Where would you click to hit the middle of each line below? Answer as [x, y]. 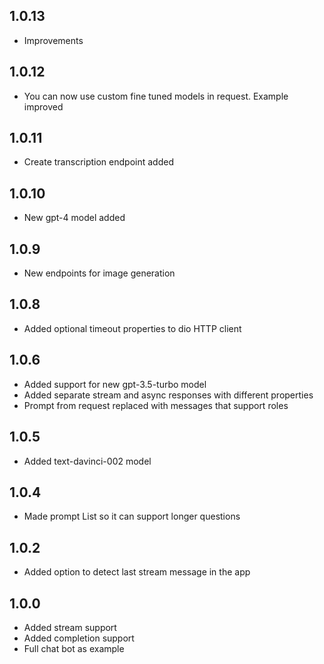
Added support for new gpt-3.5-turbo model [115, 384]
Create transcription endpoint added [98, 162]
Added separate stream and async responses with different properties [168, 395]
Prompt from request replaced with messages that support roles [156, 405]
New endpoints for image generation [99, 273]
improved [43, 106]
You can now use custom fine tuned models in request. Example [156, 96]
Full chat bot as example [74, 648]
